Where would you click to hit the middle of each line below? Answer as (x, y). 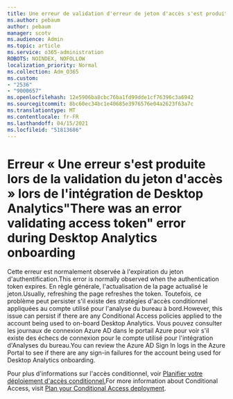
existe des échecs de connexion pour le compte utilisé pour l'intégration (110, 338)
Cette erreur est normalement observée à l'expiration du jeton (95, 272)
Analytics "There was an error (95, 208)
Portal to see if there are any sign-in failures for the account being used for (114, 353)
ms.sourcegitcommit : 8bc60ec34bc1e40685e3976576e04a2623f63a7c (101, 104)
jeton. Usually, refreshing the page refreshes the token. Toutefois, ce (104, 294)
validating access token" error (96, 223)
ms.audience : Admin (35, 40)
